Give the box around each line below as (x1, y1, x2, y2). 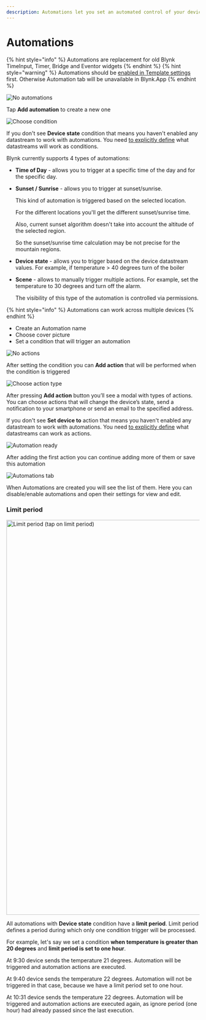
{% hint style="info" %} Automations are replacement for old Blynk (6, 56, 175, 63)
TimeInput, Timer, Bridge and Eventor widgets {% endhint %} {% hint (6, 62, 181, 69)
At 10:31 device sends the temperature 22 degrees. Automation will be (6, 993, 183, 1001)
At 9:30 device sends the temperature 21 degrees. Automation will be (6, 956, 181, 964)
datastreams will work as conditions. (6, 142, 99, 150)
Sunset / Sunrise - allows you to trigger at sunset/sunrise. (15, 185, 162, 192)
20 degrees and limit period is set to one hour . (6, 944, 126, 952)
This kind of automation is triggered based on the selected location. (15, 197, 186, 204)
